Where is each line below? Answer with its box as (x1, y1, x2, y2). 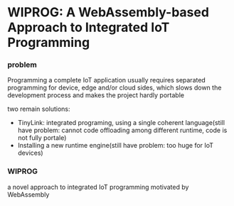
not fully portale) (17, 134, 67, 142)
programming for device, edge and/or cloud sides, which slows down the (7, 83, 222, 92)
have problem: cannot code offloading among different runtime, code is (17, 126, 228, 135)
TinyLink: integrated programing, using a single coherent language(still (17, 119, 225, 127)
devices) (17, 148, 44, 157)
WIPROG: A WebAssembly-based (7, 4, 210, 21)
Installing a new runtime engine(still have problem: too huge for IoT (17, 141, 214, 150)
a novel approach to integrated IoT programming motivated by (7, 183, 189, 191)
